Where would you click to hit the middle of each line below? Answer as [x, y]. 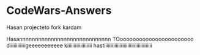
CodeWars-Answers [59, 11]
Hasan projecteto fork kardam [44, 27]
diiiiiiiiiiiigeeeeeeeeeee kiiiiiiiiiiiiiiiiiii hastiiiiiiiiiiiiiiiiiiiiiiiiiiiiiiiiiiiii [80, 45]
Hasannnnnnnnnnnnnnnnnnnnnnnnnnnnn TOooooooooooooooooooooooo [100, 39]
